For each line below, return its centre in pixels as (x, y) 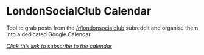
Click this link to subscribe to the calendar (59, 46)
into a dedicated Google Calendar (48, 34)
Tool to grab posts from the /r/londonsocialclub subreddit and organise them (102, 28)
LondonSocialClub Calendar (79, 11)
